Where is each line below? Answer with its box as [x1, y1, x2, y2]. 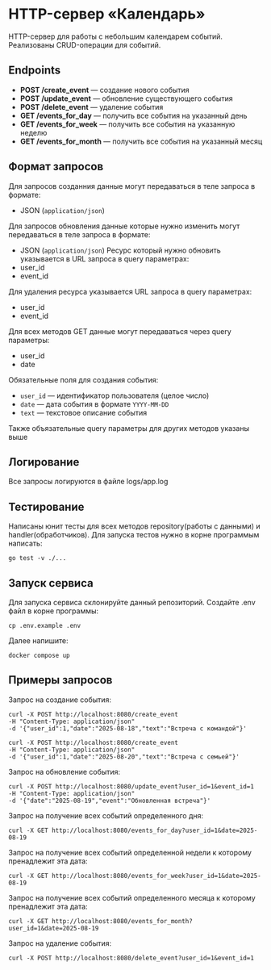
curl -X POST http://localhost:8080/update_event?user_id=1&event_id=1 [8, 782, 254, 791]
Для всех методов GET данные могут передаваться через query [8, 326, 231, 336]
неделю [19, 128, 48, 137]
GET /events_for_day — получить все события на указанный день [19, 111, 248, 120]
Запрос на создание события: [8, 695, 111, 705]
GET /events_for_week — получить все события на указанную [19, 119, 236, 129]
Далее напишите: [8, 636, 69, 646]
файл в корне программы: [8, 606, 99, 616]
